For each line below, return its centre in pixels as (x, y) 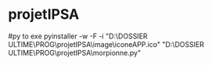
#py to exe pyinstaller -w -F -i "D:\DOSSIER (78, 36)
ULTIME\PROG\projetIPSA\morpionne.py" (75, 52)
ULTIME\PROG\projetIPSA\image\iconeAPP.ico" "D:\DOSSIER (106, 44)
